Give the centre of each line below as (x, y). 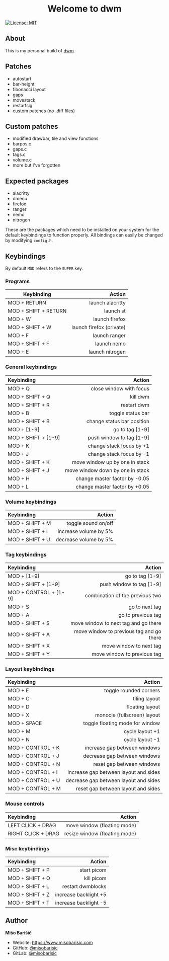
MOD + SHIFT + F (28, 344)
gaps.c (20, 149)
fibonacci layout (29, 89)
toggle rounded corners (132, 691)
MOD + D (19, 707)
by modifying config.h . (29, 241)
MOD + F (18, 336)
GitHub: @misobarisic (35, 948)
